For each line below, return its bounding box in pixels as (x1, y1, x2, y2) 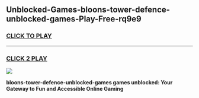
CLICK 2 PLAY (6, 54, 47, 62)
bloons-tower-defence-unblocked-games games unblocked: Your (6, 78, 173, 86)
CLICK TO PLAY (6, 32, 52, 40)
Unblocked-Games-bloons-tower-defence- (6, 5, 171, 15)
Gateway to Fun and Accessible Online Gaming (6, 85, 124, 92)
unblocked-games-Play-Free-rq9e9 (6, 14, 142, 24)
